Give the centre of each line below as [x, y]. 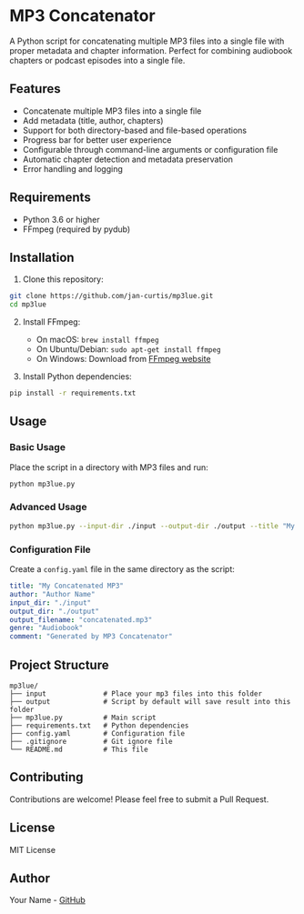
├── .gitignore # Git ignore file [91, 741]
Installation [42, 257]
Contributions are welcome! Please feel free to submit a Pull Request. [139, 799]
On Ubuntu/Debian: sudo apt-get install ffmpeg [128, 349]
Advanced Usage [48, 507]
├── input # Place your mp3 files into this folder [136, 693]
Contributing [46, 777]
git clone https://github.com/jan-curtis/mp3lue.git [111, 296]
